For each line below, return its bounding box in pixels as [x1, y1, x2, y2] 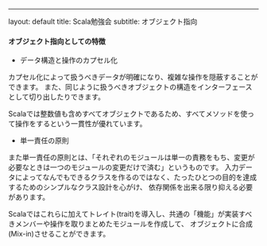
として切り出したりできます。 [8, 92, 106, 102]
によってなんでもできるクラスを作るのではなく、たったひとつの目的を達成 [14, 172, 257, 183]
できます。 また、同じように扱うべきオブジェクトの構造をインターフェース [8, 83, 253, 92]
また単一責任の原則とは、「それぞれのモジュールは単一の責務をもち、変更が [8, 152, 256, 163]
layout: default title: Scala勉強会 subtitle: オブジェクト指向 [8, 17, 198, 26]
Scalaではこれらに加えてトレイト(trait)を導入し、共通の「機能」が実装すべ [8, 209, 253, 219]
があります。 [8, 192, 50, 202]
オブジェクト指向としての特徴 [8, 37, 106, 46]
